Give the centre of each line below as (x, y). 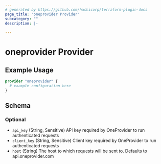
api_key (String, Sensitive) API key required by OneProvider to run (79, 130)
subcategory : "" (22, 19)
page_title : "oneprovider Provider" (42, 14)
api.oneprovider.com (33, 156)
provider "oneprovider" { (31, 81)
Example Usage (29, 70)
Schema (18, 106)
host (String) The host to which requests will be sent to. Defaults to (80, 151)
